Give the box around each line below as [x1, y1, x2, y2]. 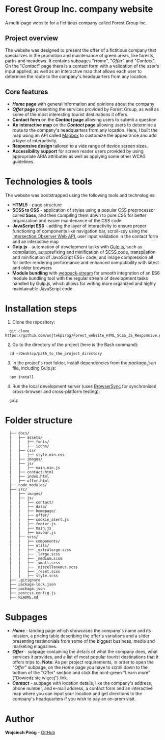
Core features [5, 88, 48, 96]
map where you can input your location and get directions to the [12, 691, 142, 697]
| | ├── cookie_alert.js [9, 517, 69, 522]
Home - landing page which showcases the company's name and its [12, 628, 151, 634]
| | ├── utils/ [9, 543, 50, 548]
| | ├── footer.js [9, 522, 56, 527]
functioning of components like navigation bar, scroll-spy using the [12, 228, 148, 234]
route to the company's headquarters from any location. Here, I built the [12, 127, 158, 133]
